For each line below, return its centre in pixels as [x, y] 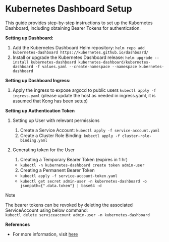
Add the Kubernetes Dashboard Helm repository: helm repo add [78, 47]
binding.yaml [34, 140]
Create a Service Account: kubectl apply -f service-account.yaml [90, 130]
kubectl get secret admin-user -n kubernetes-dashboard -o [83, 181]
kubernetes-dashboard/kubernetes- [114, 62]
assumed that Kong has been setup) [50, 101]
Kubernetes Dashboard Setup [69, 9]
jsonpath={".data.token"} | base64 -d [61, 186]
